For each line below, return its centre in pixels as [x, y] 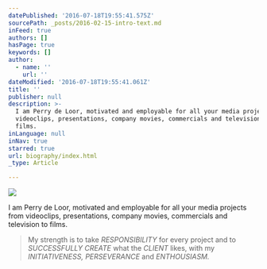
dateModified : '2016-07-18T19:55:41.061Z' [79, 82]
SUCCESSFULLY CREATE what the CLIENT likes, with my [121, 248]
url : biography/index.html [53, 156]
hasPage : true [32, 45]
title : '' [25, 89]
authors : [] [28, 38]
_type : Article [33, 163]
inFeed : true [30, 30]
